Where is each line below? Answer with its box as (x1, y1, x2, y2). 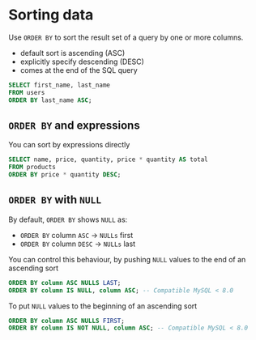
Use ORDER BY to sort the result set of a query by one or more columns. (8, 32, 244, 42)
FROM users (8, 88, 45, 96)
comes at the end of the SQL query (19, 65, 138, 74)
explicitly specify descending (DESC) (19, 57, 144, 66)
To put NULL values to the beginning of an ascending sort (8, 301, 198, 311)
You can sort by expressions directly (8, 140, 130, 150)
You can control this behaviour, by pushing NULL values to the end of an (8, 254, 246, 264)
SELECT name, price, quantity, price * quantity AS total (8, 155, 208, 164)
